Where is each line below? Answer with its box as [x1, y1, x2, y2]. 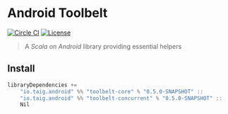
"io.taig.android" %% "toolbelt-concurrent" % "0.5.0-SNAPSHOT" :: [20, 94, 222, 102]
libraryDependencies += [7, 81, 78, 89]
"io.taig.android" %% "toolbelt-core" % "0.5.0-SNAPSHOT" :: [20, 88, 203, 95]
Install [7, 62, 35, 75]
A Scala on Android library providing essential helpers [24, 42, 182, 50]
